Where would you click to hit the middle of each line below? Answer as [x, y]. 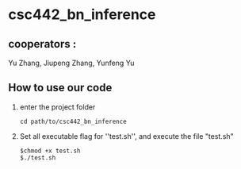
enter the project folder [57, 107]
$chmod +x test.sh [50, 151]
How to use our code [60, 88]
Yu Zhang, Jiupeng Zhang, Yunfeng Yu [71, 63]
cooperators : [42, 44]
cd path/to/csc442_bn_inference [73, 121]
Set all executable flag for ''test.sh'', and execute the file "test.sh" [126, 136]
